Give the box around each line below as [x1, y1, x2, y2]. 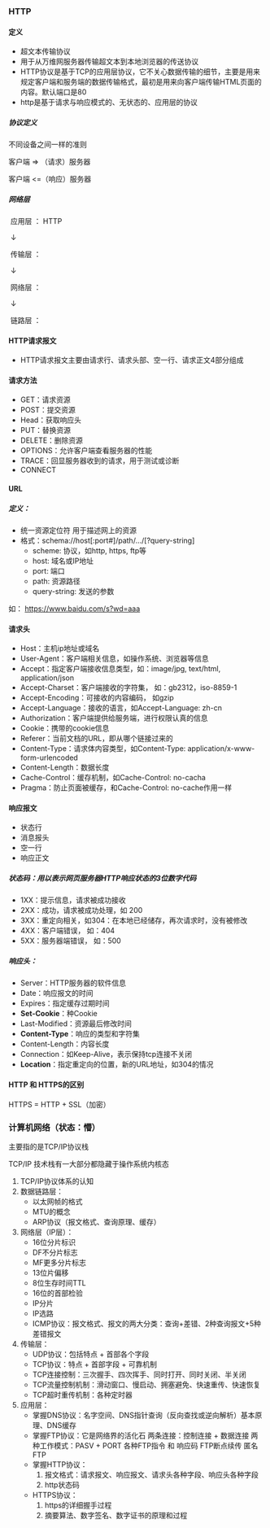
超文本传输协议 [20, 46, 71, 56]
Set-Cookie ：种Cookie [20, 1009, 98, 1019]
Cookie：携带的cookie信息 [20, 723, 110, 733]
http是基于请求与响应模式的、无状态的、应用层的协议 [20, 98, 198, 107]
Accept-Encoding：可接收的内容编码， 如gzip [20, 693, 175, 703]
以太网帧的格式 [32, 1196, 83, 1206]
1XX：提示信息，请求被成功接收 [20, 895, 126, 905]
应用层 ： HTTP [10, 216, 63, 226]
